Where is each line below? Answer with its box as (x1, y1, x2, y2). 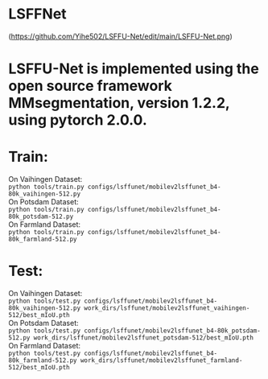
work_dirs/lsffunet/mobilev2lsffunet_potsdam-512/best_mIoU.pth (33, 334, 254, 342)
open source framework (8, 77, 173, 95)
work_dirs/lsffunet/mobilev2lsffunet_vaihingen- (84, 304, 250, 312)
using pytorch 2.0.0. (8, 111, 147, 130)
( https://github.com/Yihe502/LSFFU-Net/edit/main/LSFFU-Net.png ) (8, 31, 233, 41)
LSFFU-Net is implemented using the (8, 60, 259, 78)
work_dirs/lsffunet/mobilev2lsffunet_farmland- (80, 356, 243, 365)
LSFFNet (8, 5, 67, 23)
